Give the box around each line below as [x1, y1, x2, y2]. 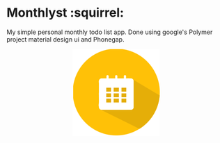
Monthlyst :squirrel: [6, 5, 125, 21]
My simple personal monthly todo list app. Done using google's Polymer [6, 28, 213, 36]
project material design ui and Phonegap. [6, 35, 125, 43]
